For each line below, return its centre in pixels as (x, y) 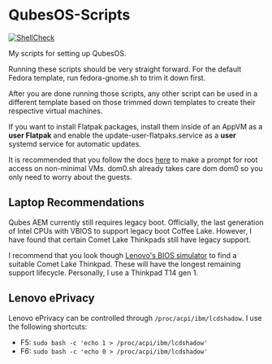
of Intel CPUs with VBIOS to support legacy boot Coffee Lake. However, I (130, 230)
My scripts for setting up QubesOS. (67, 53)
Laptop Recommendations (76, 202)
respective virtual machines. (56, 111)
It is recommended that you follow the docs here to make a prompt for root (133, 160)
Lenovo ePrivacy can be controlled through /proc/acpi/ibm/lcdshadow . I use (135, 318)
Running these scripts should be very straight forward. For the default (125, 69)
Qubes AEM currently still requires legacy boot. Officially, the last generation (136, 222)
